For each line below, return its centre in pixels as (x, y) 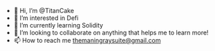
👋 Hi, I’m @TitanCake (44, 11)
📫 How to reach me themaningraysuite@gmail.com (87, 40)
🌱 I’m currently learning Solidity (58, 25)
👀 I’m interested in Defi (46, 18)
